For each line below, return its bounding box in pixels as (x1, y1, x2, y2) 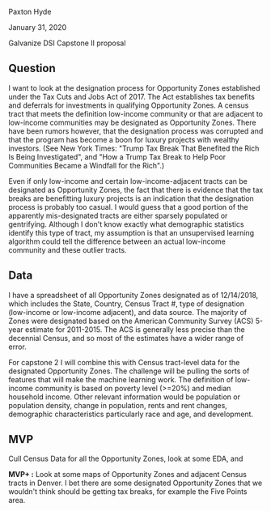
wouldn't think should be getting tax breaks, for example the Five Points (8, 487, 248, 496)
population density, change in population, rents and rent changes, (8, 400, 228, 410)
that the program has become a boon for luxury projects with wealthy (8, 134, 240, 144)
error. (8, 342, 27, 351)
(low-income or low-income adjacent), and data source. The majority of (8, 307, 248, 317)
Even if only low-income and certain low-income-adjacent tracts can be (8, 176, 248, 185)
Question (8, 62, 56, 75)
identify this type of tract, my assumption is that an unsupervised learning (8, 228, 255, 237)
